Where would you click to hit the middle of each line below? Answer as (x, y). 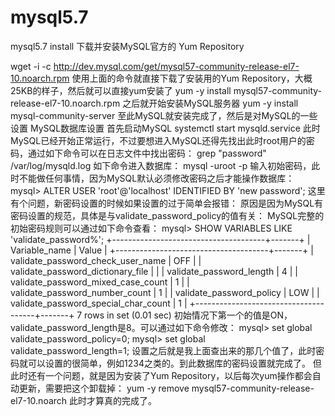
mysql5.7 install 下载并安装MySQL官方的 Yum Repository (127, 46)
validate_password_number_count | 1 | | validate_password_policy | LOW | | (165, 292)
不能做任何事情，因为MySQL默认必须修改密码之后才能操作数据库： (156, 178)
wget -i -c (31, 66)
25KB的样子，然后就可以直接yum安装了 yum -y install (121, 90)
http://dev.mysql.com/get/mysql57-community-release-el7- (176, 66)
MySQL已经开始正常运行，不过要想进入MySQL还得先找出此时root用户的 (158, 140)
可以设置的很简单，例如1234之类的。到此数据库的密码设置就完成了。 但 (174, 363)
